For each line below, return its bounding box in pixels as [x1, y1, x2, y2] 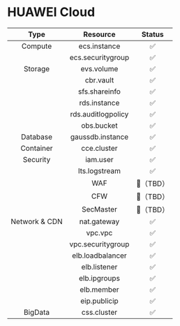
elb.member [80, 284, 120, 294]
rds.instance [79, 98, 120, 108]
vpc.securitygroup [69, 239, 130, 249]
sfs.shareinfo [77, 87, 121, 96]
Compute [21, 41, 52, 51]
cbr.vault [84, 75, 114, 84]
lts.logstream [77, 165, 121, 175]
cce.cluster [81, 143, 118, 153]
